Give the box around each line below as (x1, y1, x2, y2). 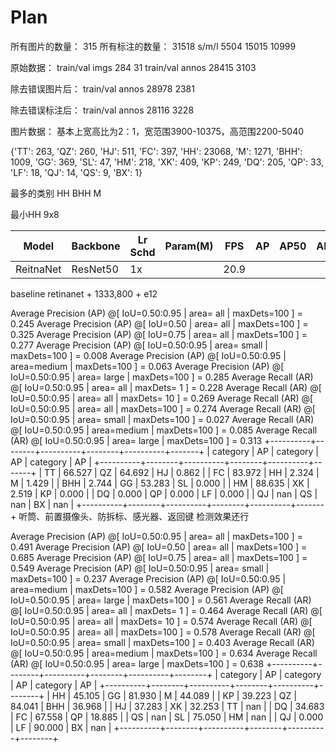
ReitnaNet (15, 262, 62, 276)
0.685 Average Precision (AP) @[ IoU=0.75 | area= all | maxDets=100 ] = (10, 551, 308, 563)
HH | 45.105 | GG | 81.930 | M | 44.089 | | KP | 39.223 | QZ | (51, 689, 297, 701)
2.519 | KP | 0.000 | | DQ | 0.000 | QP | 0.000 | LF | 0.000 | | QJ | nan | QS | (10, 487, 318, 500)
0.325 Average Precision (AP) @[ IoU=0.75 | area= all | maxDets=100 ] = (10, 328, 308, 340)
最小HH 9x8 (10, 208, 60, 220)
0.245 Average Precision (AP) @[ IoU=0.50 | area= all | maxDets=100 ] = (10, 317, 309, 330)
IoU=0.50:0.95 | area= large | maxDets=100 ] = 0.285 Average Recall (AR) (10, 371, 314, 383)
